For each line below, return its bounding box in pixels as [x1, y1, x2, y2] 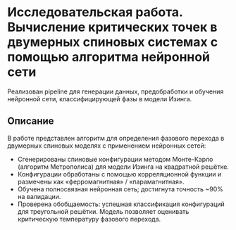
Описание [7, 115, 54, 127]
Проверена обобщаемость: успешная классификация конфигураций [17, 200, 225, 208]
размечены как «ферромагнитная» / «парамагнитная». [17, 177, 185, 186]
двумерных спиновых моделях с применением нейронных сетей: [7, 141, 206, 150]
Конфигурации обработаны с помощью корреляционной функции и [17, 170, 222, 178]
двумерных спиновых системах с [7, 34, 218, 50]
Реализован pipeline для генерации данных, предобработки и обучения [7, 87, 224, 96]
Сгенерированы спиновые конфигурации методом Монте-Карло [17, 155, 213, 163]
